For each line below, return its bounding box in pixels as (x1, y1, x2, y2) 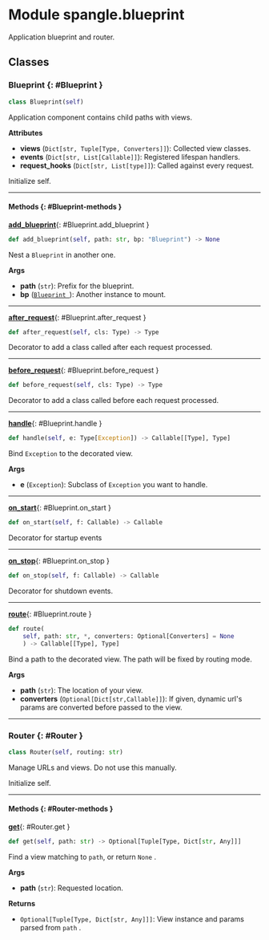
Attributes (8, 128, 43, 137)
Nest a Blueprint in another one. (8, 250, 116, 259)
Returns (8, 898, 36, 908)
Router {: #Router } (8, 730, 84, 741)
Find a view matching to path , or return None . (8, 852, 157, 861)
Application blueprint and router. (8, 32, 115, 42)
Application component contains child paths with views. (8, 112, 193, 122)
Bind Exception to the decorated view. (8, 449, 134, 458)
